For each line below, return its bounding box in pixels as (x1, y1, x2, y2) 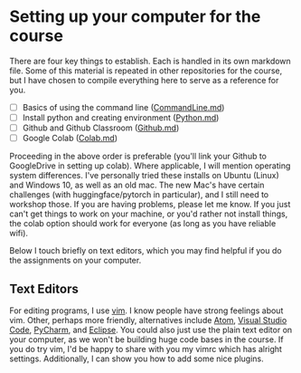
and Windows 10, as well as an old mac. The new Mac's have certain (9, 179, 265, 191)
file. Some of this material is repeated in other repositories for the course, (9, 65, 283, 76)
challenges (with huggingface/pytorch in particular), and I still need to (9, 189, 269, 200)
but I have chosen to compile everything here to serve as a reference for (9, 74, 279, 85)
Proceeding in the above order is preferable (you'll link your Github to (9, 151, 268, 162)
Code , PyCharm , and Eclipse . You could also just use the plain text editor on (9, 324, 293, 335)
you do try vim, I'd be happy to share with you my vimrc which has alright (9, 344, 283, 354)
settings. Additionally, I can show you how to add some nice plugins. (9, 353, 264, 364)
